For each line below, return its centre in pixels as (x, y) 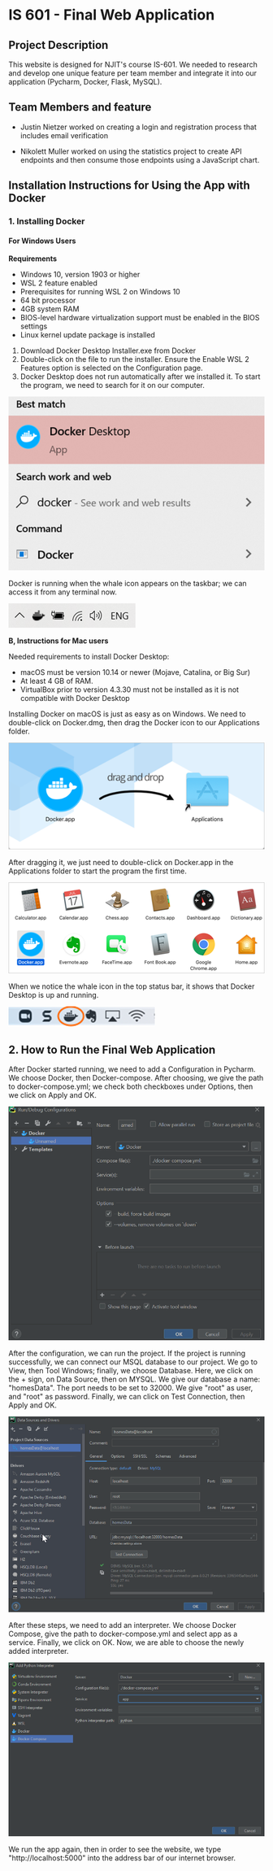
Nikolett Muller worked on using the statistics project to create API (131, 151)
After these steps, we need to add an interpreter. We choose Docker (123, 1625)
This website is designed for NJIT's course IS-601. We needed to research (133, 64)
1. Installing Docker (47, 221)
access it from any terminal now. (63, 592)
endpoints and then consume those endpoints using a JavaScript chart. (140, 159)
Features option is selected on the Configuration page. (111, 368)
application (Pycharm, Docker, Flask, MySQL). (85, 82)
